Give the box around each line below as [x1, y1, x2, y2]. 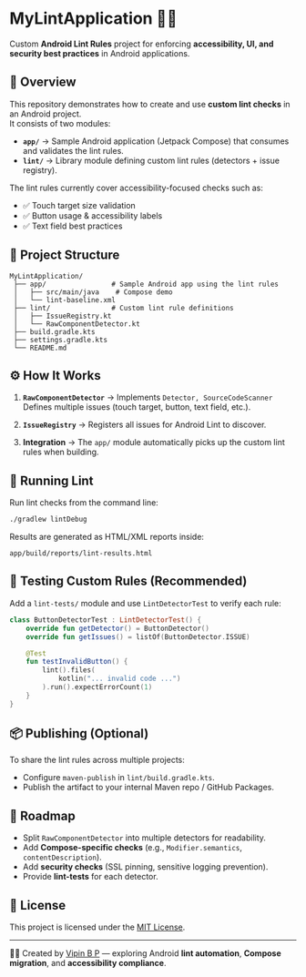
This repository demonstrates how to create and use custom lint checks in [9, 98, 291, 109]
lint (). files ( [42, 666, 96, 675]
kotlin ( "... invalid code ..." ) [57, 674, 181, 684]
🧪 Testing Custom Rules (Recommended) [9, 574, 248, 589]
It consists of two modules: [9, 117, 111, 128]
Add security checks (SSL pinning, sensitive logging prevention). [22, 861, 269, 872]
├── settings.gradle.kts [13, 335, 107, 344]
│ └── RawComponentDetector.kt [13, 319, 141, 329]
